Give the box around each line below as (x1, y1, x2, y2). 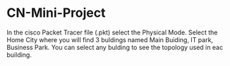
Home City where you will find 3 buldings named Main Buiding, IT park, (6, 35, 213, 44)
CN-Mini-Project (6, 5, 106, 21)
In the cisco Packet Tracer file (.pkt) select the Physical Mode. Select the (6, 28, 218, 37)
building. (6, 51, 32, 59)
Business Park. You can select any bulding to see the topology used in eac (6, 43, 224, 51)
